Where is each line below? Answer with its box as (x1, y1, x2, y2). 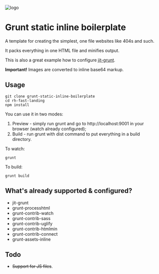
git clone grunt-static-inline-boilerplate (5, 94, 95, 99)
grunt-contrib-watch (12, 210, 54, 216)
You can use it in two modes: (5, 111, 64, 117)
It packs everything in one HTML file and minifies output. (5, 47, 120, 54)
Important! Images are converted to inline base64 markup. (5, 66, 124, 72)
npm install (5, 102, 29, 108)
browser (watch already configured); (12, 126, 87, 132)
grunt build (5, 173, 29, 178)
